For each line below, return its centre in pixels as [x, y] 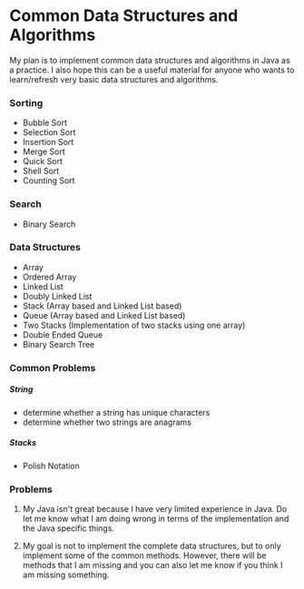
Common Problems [53, 368]
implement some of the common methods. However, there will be [144, 555]
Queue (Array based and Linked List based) [104, 315]
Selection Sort [49, 133]
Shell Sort [41, 171]
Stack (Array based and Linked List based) [102, 306]
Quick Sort [43, 162]
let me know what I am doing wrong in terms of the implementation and [156, 518]
